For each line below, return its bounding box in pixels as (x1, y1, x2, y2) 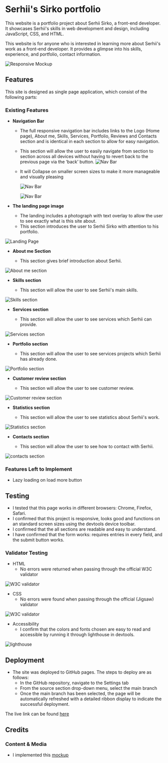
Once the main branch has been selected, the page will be (20, 691, 140, 697)
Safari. (12, 510, 27, 516)
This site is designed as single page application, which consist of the (5, 89, 147, 95)
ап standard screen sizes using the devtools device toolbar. (12, 521, 136, 527)
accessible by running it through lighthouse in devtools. (20, 632, 135, 638)
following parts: (5, 94, 38, 100)
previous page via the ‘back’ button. (20, 159, 94, 165)
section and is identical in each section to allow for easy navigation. (20, 138, 159, 144)
